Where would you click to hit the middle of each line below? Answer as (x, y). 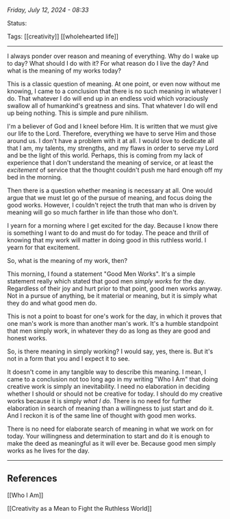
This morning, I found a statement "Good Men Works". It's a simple (101, 274)
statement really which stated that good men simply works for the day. (106, 281)
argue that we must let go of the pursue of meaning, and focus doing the (110, 198)
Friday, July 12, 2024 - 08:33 (48, 10)
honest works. (27, 338)
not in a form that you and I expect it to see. (68, 358)
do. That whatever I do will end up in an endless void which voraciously (108, 98)
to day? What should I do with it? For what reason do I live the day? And (108, 63)
